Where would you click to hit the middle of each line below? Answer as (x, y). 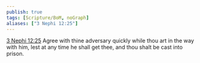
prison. (15, 54)
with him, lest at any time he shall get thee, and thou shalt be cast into (94, 47)
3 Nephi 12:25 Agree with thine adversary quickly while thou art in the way (100, 41)
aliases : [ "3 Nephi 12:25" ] (42, 23)
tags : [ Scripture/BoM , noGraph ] (48, 18)
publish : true (25, 12)
